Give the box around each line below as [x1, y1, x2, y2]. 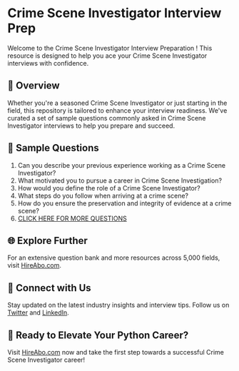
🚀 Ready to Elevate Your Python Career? [7, 329, 189, 341]
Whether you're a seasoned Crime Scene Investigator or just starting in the [7, 98, 228, 107]
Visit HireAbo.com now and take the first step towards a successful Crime [7, 348, 225, 356]
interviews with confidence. [7, 59, 89, 67]
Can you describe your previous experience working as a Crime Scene [17, 161, 226, 169]
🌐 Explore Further [7, 234, 88, 247]
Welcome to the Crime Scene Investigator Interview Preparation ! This [7, 44, 213, 52]
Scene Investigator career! [7, 355, 86, 364]
